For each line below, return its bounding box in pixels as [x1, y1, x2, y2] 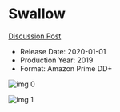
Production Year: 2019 [19, 55, 94, 65]
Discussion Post [8, 31, 62, 41]
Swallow [8, 5, 66, 23]
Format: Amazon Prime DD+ [19, 63, 113, 73]
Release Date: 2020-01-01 [19, 46, 106, 56]
